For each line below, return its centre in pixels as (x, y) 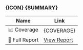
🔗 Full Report (23, 40)
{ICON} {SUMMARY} (32, 8)
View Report (58, 40)
